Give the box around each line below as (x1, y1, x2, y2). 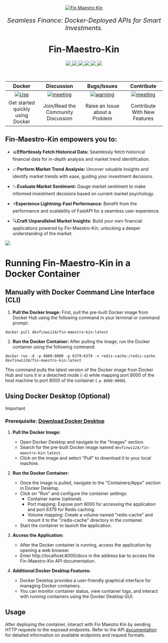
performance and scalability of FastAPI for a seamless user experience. (12, 207, 160, 213)
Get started (8, 99, 35, 106)
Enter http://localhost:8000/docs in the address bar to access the (19, 553, 155, 559)
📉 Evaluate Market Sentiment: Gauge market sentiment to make (12, 183, 146, 189)
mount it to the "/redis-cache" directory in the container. (27, 517, 143, 523)
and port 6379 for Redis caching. (27, 506, 95, 512)
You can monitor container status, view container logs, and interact (19, 588, 158, 594)
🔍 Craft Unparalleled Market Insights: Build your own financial (12, 218, 142, 224)
